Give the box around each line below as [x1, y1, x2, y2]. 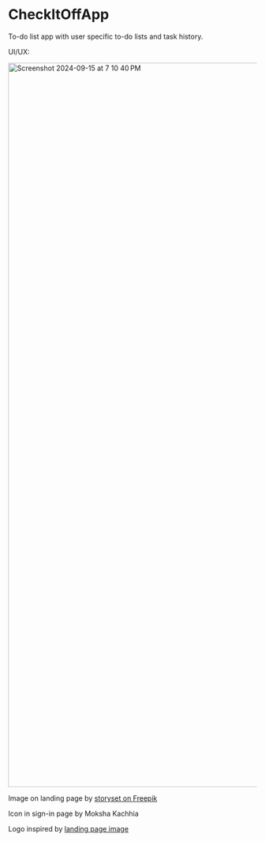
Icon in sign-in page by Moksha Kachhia [8, 809, 140, 818]
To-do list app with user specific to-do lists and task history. [8, 32, 203, 41]
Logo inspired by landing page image [8, 824, 129, 833]
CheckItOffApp [8, 6, 110, 24]
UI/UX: [8, 47, 30, 56]
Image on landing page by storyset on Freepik [8, 793, 158, 803]
